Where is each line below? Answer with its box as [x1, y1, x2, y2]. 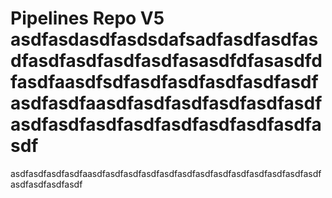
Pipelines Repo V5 [10, 7, 165, 30]
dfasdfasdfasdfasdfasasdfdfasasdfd [10, 50, 323, 72]
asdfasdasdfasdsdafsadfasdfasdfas [10, 28, 319, 51]
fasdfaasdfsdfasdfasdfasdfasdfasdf [10, 71, 319, 94]
